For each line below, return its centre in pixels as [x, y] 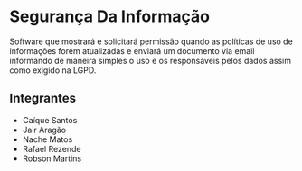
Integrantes [43, 99]
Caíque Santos [50, 120]
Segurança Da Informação [110, 17]
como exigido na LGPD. [53, 70]
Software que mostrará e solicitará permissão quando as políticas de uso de [151, 41]
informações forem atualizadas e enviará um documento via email [132, 50]
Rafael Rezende [52, 148]
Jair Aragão [44, 130]
